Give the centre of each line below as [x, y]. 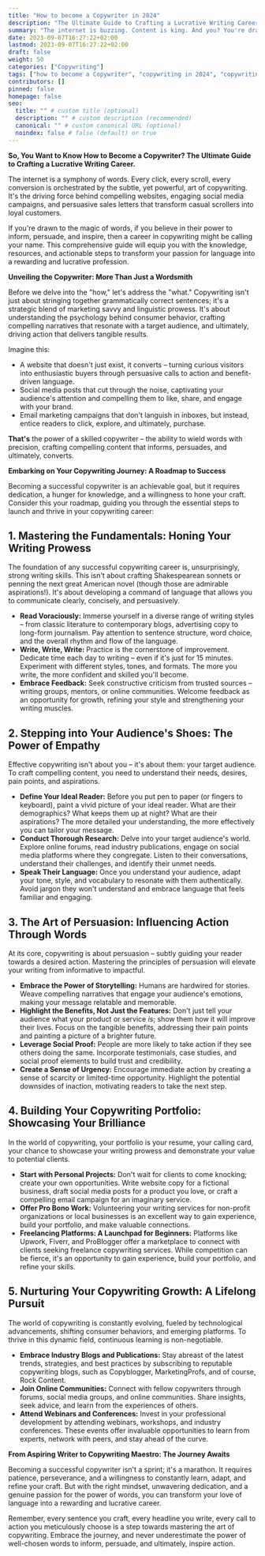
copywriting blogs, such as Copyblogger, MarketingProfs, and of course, [138, 1371]
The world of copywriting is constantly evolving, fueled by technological [125, 1322]
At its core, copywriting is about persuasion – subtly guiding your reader [125, 954]
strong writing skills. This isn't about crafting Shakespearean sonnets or [125, 576]
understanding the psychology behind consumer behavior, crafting [117, 317]
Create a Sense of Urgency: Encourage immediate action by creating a [135, 1070]
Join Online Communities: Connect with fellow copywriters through [130, 1388]
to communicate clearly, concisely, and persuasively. [94, 601]
